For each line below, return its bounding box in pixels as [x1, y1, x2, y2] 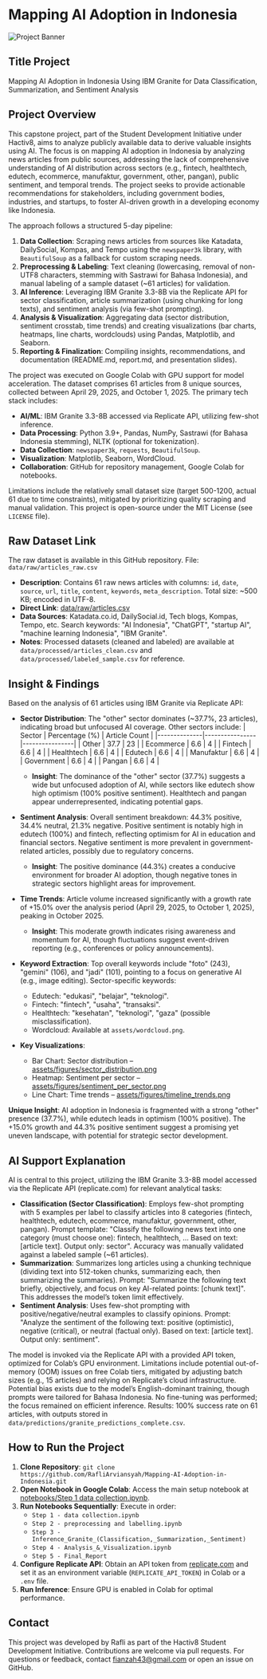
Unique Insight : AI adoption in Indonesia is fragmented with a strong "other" [8, 1106, 259, 1115]
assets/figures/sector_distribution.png [31, 1064, 158, 1074]
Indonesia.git [19, 1477, 67, 1485]
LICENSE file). [8, 511, 50, 521]
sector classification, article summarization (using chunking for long [19, 295, 243, 305]
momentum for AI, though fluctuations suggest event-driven [31, 935, 230, 945]
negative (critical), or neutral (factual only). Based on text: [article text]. [19, 1326, 253, 1335]
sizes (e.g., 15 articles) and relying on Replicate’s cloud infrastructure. [8, 1375, 237, 1385]
